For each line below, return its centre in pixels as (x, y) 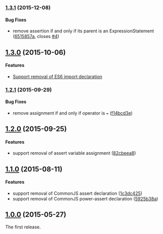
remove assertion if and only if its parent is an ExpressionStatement (83, 31)
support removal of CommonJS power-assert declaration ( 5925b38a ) (85, 199)
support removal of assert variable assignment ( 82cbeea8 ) (74, 153)
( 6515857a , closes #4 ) (36, 37)
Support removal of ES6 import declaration (57, 76)
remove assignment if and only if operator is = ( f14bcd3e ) (73, 113)
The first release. (23, 227)
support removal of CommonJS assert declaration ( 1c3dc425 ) (77, 193)
